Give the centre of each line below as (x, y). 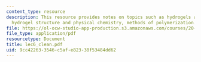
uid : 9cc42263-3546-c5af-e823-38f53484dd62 (61, 50)
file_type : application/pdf (41, 34)
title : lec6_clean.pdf (34, 45)
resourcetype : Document (36, 39)
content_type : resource (36, 12)
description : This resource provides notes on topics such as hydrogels (99, 17)
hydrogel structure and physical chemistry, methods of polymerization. (104, 22)
